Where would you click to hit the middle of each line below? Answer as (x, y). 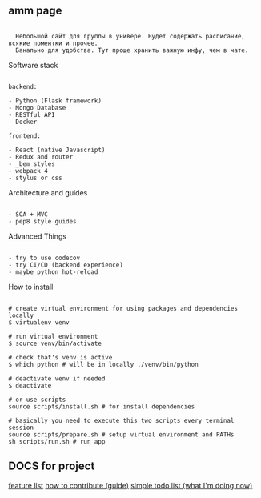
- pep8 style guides (43, 221)
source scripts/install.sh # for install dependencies (102, 406)
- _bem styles (32, 164)
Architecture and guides (48, 192)
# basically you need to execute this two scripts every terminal (121, 420)
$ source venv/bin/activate (55, 343)
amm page (35, 11)
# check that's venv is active (60, 357)
